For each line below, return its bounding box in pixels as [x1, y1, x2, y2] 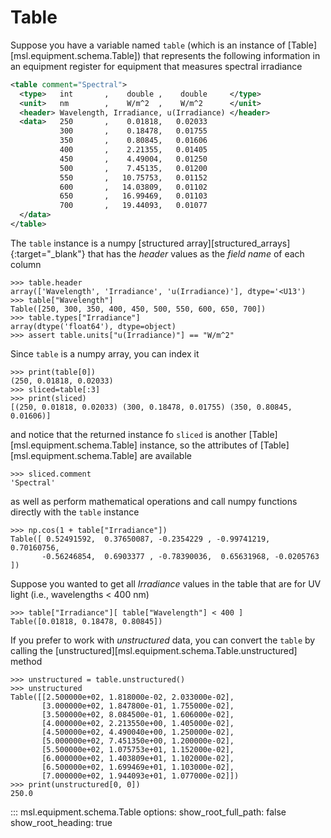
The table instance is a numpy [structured [10, 237, 185, 249]
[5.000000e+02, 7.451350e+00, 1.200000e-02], [41, 736, 235, 746]
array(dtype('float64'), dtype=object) [10, 321, 177, 331]
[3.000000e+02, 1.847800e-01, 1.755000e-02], [41, 701, 235, 711]
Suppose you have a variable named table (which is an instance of [10, 39, 286, 51]
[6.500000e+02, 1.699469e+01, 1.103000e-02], [41, 762, 235, 772]
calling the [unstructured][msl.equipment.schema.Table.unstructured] [10, 644, 298, 656]
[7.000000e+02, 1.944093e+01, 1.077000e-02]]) [41, 771, 240, 781]
